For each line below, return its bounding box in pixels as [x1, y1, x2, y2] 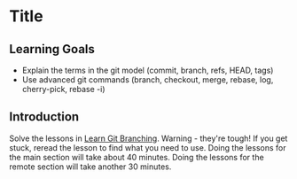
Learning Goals [9, 42, 96, 57]
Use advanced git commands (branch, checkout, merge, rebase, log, [21, 74, 274, 85]
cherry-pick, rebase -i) [21, 84, 106, 94]
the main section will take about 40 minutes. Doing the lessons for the [9, 152, 264, 162]
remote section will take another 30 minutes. [9, 161, 172, 172]
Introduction [9, 109, 80, 125]
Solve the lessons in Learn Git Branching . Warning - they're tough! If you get [9, 133, 288, 144]
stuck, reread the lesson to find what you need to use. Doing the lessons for [9, 142, 286, 152]
